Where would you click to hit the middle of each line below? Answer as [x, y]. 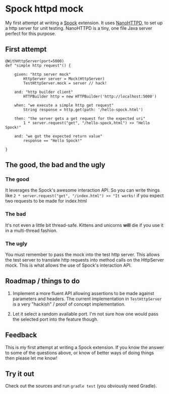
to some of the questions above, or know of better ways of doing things [80, 353]
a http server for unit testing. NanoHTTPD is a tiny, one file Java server [79, 28]
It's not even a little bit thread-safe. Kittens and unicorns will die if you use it [84, 225]
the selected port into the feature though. [55, 319]
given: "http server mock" [43, 74]
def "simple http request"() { [38, 65]
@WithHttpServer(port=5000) [35, 61]
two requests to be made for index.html [46, 201]
